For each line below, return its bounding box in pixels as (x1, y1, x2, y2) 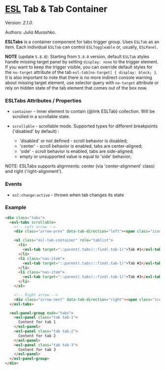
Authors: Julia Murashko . (5, 29, 56, 35)
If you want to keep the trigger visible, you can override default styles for (5, 64, 153, 70)
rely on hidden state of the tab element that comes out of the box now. (5, 85, 148, 91)
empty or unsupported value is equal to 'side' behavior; (19, 154, 132, 159)
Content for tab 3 (18, 347, 56, 352)
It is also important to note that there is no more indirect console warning (5, 74, 152, 80)
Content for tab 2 (18, 333, 56, 338)
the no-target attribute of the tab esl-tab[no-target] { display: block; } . (5, 69, 158, 75)
